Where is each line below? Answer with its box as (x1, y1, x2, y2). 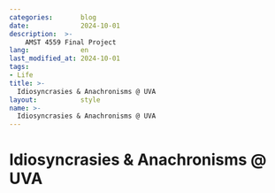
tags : (9, 63, 29, 72)
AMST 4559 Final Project (25, 37, 117, 47)
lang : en (9, 46, 89, 55)
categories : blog (9, 12, 97, 22)
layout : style (9, 95, 101, 104)
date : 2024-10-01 (9, 21, 121, 30)
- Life (9, 71, 34, 80)
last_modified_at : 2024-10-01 (9, 54, 121, 63)
